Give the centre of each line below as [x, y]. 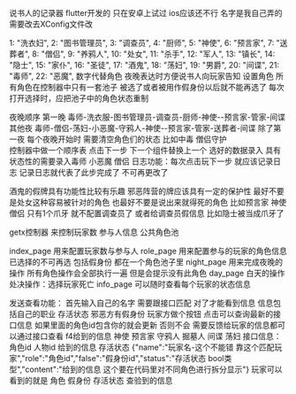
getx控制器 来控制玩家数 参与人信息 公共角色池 [94, 232]
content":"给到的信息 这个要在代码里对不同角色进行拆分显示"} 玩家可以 [154, 369]
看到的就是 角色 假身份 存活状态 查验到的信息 [91, 380]
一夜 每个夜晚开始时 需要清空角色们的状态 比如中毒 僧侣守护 [118, 139]
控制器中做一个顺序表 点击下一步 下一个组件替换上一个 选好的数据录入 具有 [145, 150]
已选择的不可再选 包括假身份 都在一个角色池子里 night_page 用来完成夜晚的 [146, 262]
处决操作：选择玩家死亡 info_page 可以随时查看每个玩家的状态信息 [130, 284]
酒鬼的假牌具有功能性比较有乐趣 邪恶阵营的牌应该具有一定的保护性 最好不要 [147, 191]
